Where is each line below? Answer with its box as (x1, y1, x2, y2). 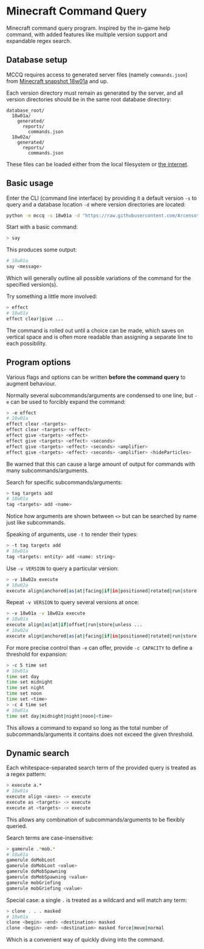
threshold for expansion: (6, 650, 68, 658)
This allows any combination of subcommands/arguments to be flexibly (6, 815, 185, 823)
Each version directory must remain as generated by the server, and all (6, 89, 183, 97)
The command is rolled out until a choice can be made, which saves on (6, 327, 184, 334)
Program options (6, 357, 71, 368)
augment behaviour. (6, 379, 56, 387)
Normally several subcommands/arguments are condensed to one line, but (6, 392, 194, 399)
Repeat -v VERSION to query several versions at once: (6, 599, 140, 606)
